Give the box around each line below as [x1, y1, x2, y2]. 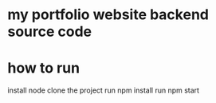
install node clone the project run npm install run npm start [7, 85, 200, 95]
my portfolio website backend [7, 6, 209, 24]
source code [7, 22, 92, 41]
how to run [7, 59, 81, 77]
